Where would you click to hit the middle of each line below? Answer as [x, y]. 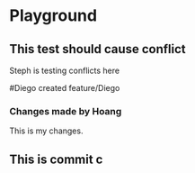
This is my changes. [46, 131]
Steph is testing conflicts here [64, 70]
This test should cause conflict [97, 49]
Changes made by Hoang [66, 111]
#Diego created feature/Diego [65, 88]
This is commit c [56, 159]
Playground [53, 16]
